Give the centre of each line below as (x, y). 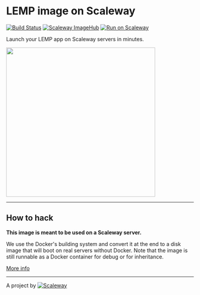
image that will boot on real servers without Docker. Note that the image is (97, 250)
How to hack (30, 218)
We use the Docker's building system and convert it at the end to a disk (94, 244)
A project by (21, 285)
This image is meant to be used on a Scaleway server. (74, 232)
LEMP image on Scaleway (71, 11)
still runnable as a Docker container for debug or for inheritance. (85, 256)
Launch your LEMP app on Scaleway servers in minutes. (75, 39)
